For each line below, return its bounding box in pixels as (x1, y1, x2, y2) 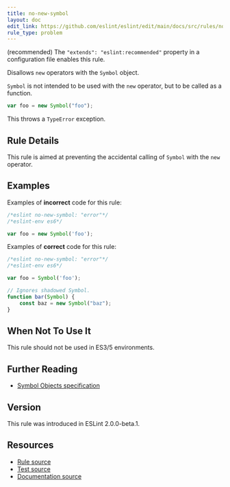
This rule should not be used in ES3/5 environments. (7, 344, 155, 352)
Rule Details (7, 134, 60, 146)
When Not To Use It (7, 325, 91, 337)
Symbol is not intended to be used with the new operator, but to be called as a (7, 82, 222, 90)
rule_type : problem (7, 29, 63, 36)
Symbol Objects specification (16, 381, 101, 390)
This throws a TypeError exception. (7, 115, 106, 123)
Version (7, 401, 41, 413)
